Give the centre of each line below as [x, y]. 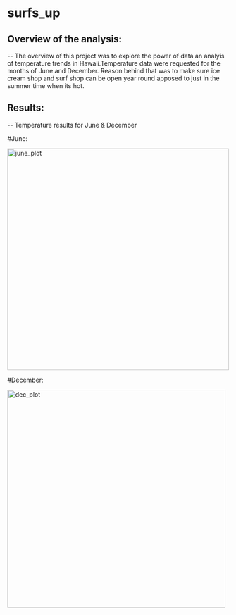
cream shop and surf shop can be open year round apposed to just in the [113, 78]
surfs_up [34, 13]
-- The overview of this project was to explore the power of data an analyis [116, 56]
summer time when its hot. [46, 86]
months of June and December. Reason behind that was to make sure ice [114, 71]
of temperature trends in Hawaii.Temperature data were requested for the [114, 63]
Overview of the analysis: [64, 39]
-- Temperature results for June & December [72, 125]
